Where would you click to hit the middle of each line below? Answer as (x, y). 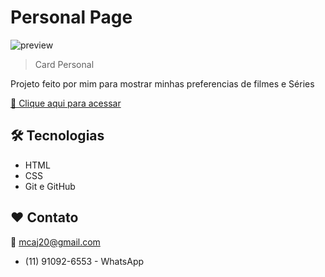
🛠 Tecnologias (57, 136)
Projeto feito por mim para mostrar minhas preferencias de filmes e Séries (162, 83)
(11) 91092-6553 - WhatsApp (84, 261)
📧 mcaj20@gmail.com (55, 242)
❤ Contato (44, 217)
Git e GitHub (50, 186)
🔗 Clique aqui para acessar (66, 103)
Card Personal (64, 64)
